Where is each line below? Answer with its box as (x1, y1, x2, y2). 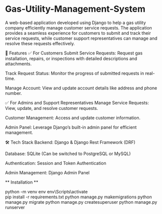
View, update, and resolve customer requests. (5, 105, 98, 111)
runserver (5, 204, 25, 210)
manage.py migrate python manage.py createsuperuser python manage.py (5, 199, 158, 205)
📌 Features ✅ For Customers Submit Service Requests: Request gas (5, 50, 143, 56)
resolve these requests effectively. (5, 40, 75, 46)
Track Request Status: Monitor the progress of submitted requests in (5, 70, 144, 76)
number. (5, 90, 22, 96)
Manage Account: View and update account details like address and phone (5, 85, 158, 91)
